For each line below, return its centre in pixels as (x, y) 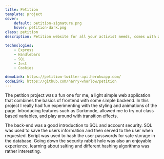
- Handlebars (27, 54)
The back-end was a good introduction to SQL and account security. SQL (79, 125)
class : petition (21, 32)
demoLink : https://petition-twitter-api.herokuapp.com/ (63, 77)
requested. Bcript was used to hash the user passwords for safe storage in (80, 135)
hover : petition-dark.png (40, 28)
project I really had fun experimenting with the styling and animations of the (81, 106)
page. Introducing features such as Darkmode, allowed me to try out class (80, 110)
